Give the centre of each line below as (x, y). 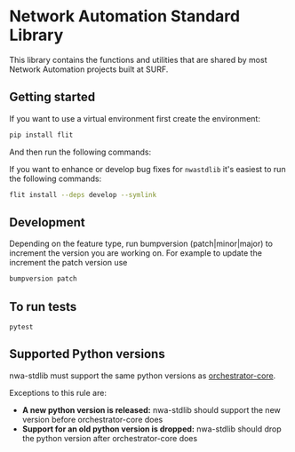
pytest (21, 327)
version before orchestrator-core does (92, 419)
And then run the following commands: (80, 152)
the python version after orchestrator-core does (110, 438)
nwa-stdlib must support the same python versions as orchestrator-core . (143, 376)
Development (48, 222)
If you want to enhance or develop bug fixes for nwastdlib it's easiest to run (147, 169)
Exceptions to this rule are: (58, 393)
